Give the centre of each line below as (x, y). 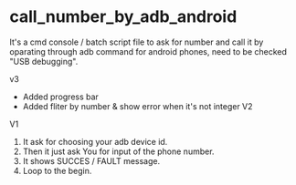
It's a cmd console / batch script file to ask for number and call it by (137, 42)
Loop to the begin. (57, 170)
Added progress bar (60, 97)
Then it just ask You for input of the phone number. (118, 151)
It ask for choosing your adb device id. (95, 141)
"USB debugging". (44, 61)
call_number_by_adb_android (123, 17)
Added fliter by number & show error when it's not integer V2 (137, 106)
